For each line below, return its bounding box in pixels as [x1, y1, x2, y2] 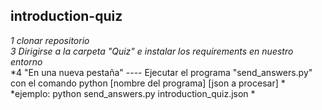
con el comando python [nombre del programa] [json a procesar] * [10, 77, 286, 89]
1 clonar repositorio [10, 34, 90, 46]
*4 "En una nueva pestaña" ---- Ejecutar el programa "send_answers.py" [10, 66, 313, 78]
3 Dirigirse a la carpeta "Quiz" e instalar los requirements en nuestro [10, 45, 294, 57]
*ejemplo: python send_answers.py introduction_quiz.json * [10, 87, 256, 99]
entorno [10, 55, 43, 68]
